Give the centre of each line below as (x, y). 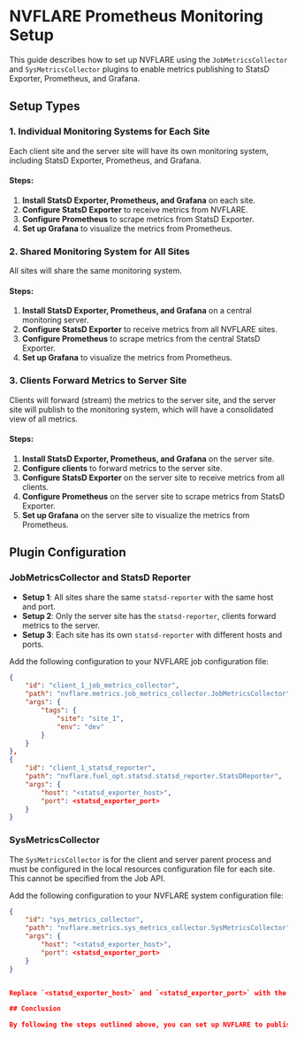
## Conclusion (35, 1009)
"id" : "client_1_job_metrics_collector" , (102, 686)
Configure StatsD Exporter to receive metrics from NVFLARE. (135, 209)
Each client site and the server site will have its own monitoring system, (139, 151)
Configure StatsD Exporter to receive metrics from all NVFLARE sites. (150, 329)
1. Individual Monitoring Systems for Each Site (110, 132)
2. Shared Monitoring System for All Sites (99, 252)
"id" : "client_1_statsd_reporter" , (91, 768)
